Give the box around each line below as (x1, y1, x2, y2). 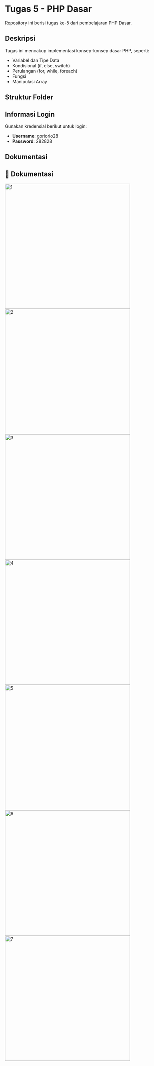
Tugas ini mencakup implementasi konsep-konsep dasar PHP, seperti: (5, 47, 149, 53)
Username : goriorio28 (12, 133, 59, 139)
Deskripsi (5, 34, 36, 43)
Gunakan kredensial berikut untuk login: (5, 123, 87, 129)
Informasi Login (5, 110, 55, 118)
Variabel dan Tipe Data (12, 57, 60, 63)
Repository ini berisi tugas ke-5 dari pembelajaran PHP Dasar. (5, 20, 132, 26)
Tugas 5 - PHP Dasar (5, 3, 92, 15)
